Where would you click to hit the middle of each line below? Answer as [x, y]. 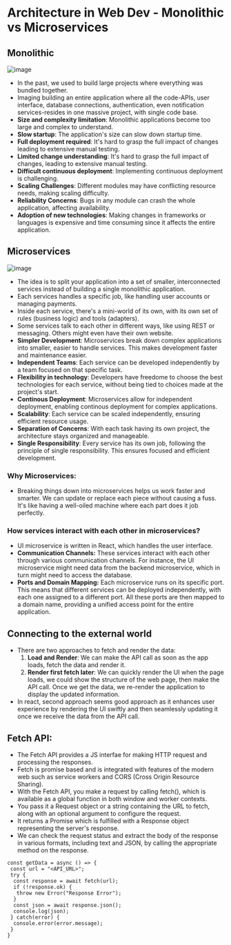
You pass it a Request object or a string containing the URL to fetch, [113, 806]
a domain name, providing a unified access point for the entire [106, 605]
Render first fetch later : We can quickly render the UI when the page [125, 673]
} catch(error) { [35, 917]
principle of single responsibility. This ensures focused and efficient [113, 450]
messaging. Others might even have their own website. [95, 333]
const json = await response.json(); [68, 906]
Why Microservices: [42, 476]
